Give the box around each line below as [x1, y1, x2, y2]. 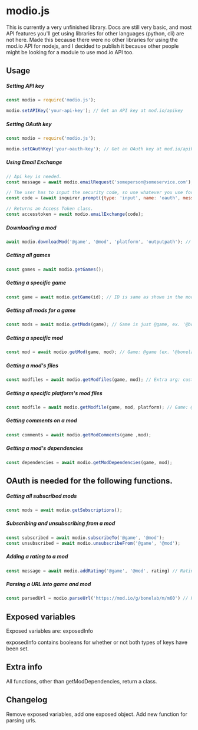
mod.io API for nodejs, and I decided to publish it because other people [6, 42, 179, 50]
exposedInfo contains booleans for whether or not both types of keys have [6, 639, 187, 646]
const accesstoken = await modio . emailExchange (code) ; [6, 211, 144, 218]
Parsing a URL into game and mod [6, 580, 91, 587]
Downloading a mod [6, 224, 57, 231]
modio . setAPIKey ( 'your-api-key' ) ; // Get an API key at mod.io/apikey [6, 108, 183, 114]
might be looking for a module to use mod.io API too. [6, 48, 134, 55]
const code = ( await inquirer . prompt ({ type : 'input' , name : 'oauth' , [6, 195, 181, 201]
